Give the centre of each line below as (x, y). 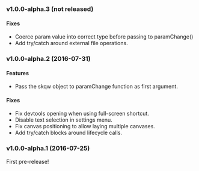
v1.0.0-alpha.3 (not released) (50, 9)
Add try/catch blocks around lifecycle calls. (68, 133)
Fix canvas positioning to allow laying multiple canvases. (85, 126)
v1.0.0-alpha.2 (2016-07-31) (49, 59)
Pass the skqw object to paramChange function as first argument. (96, 87)
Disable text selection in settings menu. (63, 120)
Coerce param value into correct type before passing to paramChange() (104, 37)
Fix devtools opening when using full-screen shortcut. (82, 114)
